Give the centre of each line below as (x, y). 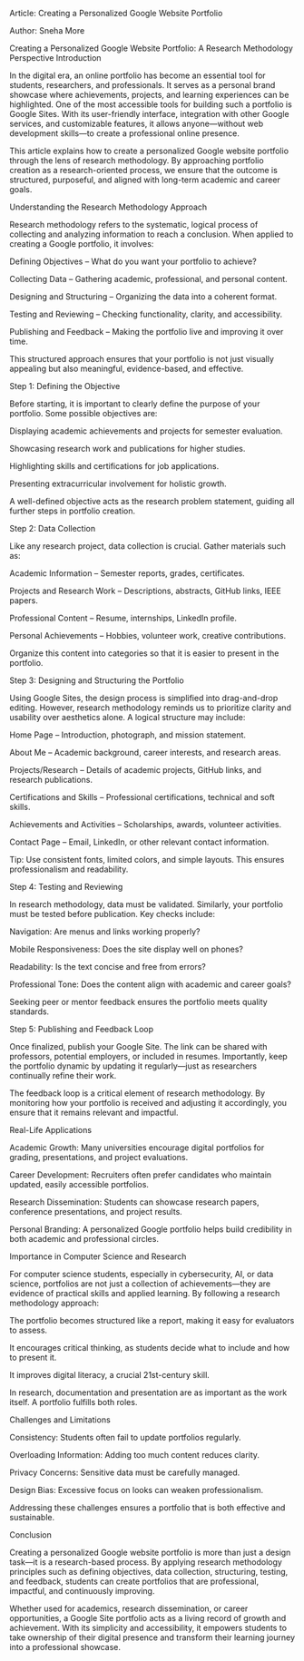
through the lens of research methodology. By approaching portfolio (137, 161)
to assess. (29, 1330)
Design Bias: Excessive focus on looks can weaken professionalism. (137, 1490)
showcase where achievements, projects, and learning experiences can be (149, 95)
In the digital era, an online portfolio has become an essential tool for (137, 75)
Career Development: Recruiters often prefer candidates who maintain (141, 1175)
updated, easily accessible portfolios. (79, 1184)
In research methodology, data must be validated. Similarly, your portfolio (147, 904)
